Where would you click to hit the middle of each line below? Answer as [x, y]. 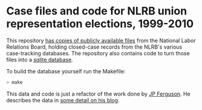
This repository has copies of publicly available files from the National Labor [101, 40]
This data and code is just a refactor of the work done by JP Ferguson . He [98, 94]
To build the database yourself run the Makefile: [66, 71]
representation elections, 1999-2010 [100, 24]
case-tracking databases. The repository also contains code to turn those [98, 53]
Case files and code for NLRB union [97, 11]
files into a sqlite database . [40, 60]
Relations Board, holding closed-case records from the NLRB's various [94, 47]
